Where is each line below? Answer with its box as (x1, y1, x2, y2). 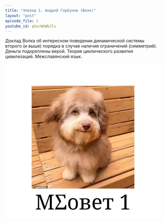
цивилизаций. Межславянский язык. (5, 53, 82, 59)
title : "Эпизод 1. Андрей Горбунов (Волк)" (5, 8, 96, 13)
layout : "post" (5, 13, 37, 18)
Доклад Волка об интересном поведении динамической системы (5, 38, 145, 44)
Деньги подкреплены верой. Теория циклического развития (5, 48, 133, 54)
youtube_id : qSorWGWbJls (5, 24, 56, 29)
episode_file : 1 (5, 18, 39, 23)
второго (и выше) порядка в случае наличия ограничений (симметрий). (5, 43, 157, 49)
